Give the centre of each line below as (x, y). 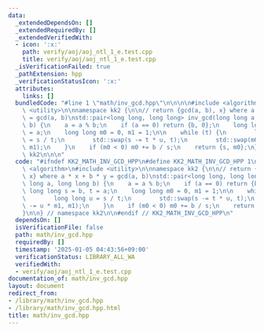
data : (17, 15)
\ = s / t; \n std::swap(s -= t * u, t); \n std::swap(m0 (140, 140)
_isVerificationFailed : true (63, 67)
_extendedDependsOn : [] (54, 23)
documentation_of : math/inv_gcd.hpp (68, 279)
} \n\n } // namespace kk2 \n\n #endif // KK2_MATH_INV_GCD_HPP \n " (128, 213)
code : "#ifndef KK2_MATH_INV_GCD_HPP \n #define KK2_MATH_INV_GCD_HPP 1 (133, 162)
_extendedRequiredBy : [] (56, 30)
